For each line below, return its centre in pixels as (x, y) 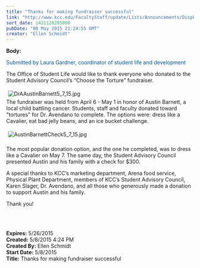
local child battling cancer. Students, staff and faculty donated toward (92, 109)
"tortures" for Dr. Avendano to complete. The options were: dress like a (93, 115)
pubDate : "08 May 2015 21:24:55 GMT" (53, 28)
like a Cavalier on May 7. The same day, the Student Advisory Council (91, 155)
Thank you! (20, 204)
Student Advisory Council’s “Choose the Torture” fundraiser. (80, 81)
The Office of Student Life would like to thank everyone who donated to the (99, 74)
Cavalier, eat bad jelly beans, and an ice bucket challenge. (77, 121)
